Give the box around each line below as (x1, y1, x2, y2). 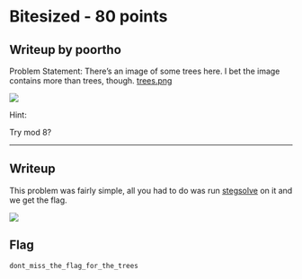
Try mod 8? (9, 127, 52, 137)
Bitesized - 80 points (9, 6, 168, 27)
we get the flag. (9, 195, 67, 205)
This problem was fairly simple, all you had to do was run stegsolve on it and (9, 185, 293, 196)
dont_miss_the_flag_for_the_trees (9, 261, 139, 270)
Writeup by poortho (9, 42, 121, 57)
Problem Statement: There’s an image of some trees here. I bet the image (9, 65, 280, 76)
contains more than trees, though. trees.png (9, 75, 173, 86)
